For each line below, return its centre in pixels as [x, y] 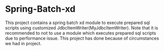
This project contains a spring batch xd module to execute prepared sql [78, 23]
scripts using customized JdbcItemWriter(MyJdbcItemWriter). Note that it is [82, 27]
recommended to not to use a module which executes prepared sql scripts [81, 33]
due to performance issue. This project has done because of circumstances [82, 38]
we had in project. [23, 43]
